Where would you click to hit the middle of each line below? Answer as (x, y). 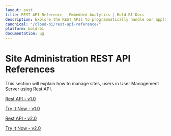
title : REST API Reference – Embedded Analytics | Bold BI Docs (75, 15)
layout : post (19, 10)
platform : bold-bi (25, 29)
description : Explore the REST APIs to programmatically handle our (79, 19)
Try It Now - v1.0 (23, 108)
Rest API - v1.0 (21, 98)
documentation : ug (25, 33)
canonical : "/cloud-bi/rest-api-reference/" (53, 24)
